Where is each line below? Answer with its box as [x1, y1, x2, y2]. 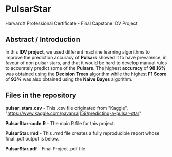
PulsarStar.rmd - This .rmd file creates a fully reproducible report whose [5, 130, 160, 136]
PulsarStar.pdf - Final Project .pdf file [5, 145, 86, 152]
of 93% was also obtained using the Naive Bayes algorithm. [5, 76, 133, 82]
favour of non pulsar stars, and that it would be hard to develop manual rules [5, 60, 167, 66]
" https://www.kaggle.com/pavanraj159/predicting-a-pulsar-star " [5, 110, 142, 116]
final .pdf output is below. [5, 135, 59, 142]
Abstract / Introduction [5, 35, 81, 44]
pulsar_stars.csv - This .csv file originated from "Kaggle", [5, 104, 128, 111]
